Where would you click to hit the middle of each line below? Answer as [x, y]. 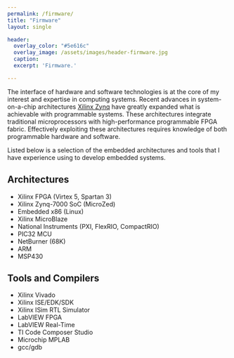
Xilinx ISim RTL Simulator [53, 310]
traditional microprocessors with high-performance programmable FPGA [112, 121]
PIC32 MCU [35, 234]
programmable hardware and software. [64, 136]
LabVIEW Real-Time [46, 325]
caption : [26, 59]
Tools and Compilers [53, 278]
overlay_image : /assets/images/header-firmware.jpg [91, 53]
